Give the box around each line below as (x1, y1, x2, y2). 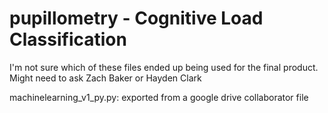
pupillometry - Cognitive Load (9, 7, 264, 30)
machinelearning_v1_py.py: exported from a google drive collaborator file (9, 91, 309, 103)
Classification (9, 28, 127, 51)
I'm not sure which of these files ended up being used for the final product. (9, 61, 319, 73)
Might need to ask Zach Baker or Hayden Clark (9, 72, 202, 84)
